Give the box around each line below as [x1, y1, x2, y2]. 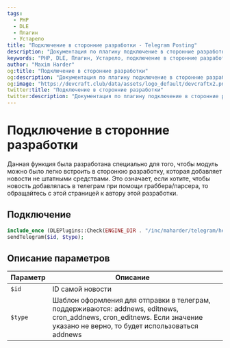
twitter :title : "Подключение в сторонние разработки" [7, 86, 164, 93]
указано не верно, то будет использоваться [52, 321, 199, 331]
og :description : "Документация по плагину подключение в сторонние [7, 73, 204, 81]
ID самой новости [52, 284, 112, 294]
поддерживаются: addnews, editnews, [52, 304, 179, 314]
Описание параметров [7, 252, 110, 264]
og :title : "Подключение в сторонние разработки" [7, 67, 149, 74]
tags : [7, 10, 23, 17]
